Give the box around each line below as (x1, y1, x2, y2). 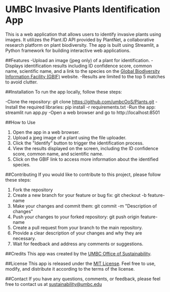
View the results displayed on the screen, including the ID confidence (12, 145, 159, 151)
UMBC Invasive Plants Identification (5, 4, 160, 15)
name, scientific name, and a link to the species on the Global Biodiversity (5, 68, 160, 74)
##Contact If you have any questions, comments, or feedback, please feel (5, 276, 161, 282)
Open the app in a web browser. (12, 129, 80, 135)
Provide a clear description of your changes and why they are (12, 230, 143, 236)
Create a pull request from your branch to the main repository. (12, 224, 143, 230)
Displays (5, 63, 23, 69)
